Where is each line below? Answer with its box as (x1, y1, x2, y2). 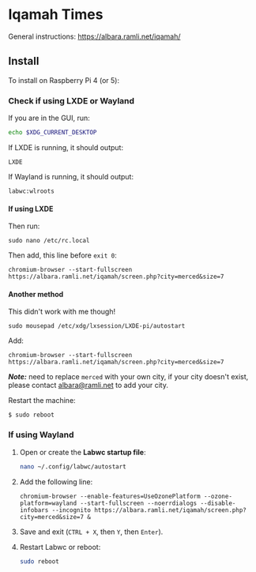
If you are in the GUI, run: (8, 113, 91, 123)
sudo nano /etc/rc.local (8, 237, 90, 245)
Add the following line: (19, 476, 93, 487)
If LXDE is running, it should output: (8, 142, 124, 152)
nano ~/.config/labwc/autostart (19, 462, 126, 471)
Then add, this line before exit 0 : (8, 250, 117, 260)
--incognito (51, 506, 91, 514)
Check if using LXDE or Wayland (8, 95, 135, 106)
